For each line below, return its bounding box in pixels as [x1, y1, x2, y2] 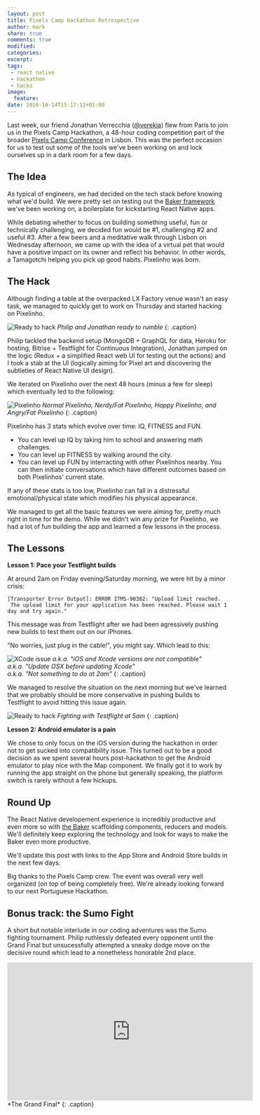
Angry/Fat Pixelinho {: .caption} [7, 408, 98, 417]
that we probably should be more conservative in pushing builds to [7, 691, 200, 699]
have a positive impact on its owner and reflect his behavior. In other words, [7, 248, 226, 256]
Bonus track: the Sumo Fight [7, 907, 135, 919]
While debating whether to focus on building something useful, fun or [7, 218, 208, 227]
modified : [7, 43, 36, 50]
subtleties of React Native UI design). [7, 366, 115, 374]
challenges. [17, 442, 51, 451]
